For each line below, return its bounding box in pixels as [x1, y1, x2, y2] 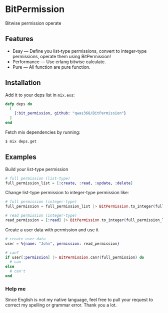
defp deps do [5, 101, 32, 106]
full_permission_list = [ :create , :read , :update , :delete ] [5, 181, 133, 186]
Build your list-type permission [5, 166, 68, 172]
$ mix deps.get [5, 139, 37, 144]
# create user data [5, 236, 46, 241]
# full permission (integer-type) [5, 199, 77, 204]
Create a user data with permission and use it [5, 227, 99, 233]
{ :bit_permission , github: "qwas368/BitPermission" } [14, 111, 126, 116]
